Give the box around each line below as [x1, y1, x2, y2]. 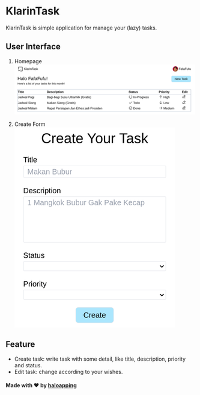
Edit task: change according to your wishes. [14, 368, 123, 375]
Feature [5, 339, 35, 350]
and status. [14, 361, 43, 369]
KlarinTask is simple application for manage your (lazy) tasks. [5, 24, 157, 31]
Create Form [14, 120, 46, 128]
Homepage [14, 57, 43, 64]
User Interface [5, 42, 61, 52]
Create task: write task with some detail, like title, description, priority [14, 355, 186, 362]
